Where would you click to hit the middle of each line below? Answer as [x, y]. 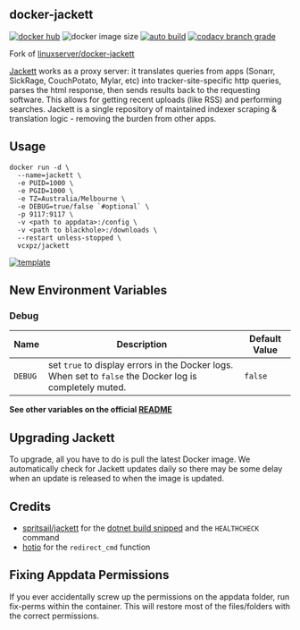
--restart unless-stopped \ [70, 238]
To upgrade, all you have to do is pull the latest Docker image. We [130, 459]
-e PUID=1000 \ [46, 183]
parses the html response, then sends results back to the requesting [135, 89]
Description [142, 345]
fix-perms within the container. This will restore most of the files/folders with [150, 606]
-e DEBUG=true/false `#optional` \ [83, 206]
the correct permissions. [54, 616]
